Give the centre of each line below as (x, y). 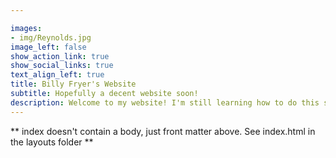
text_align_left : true (57, 75)
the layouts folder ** (52, 142)
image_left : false (48, 47)
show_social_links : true (62, 66)
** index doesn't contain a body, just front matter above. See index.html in (163, 131)
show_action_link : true (60, 56)
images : (26, 28)
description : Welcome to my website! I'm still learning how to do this (165, 102)
